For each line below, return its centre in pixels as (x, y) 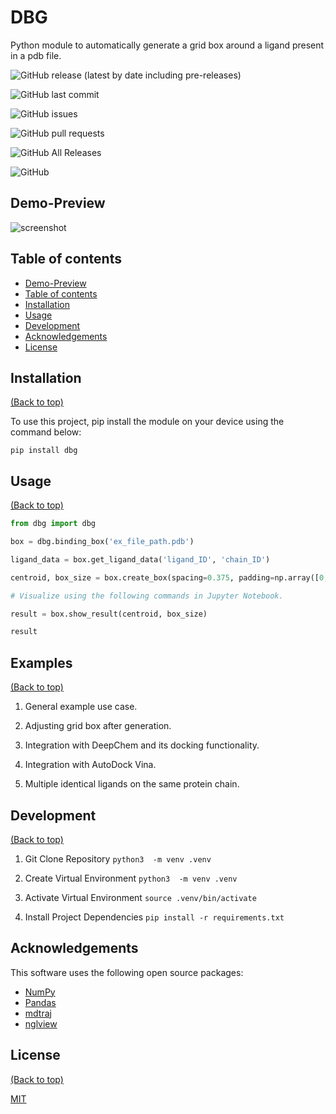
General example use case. (81, 707)
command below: (46, 432)
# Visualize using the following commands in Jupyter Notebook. (147, 596)
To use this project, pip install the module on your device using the (147, 422)
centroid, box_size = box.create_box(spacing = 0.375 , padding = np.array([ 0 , (169, 577)
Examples (41, 662)
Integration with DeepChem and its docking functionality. (142, 745)
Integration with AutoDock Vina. (90, 765)
